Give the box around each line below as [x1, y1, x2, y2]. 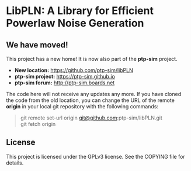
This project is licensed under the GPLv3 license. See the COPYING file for [6, 153, 185, 160]
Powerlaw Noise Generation [6, 16, 144, 30]
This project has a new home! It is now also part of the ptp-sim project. [6, 56, 178, 62]
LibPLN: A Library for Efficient [6, 4, 154, 18]
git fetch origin [20, 121, 56, 127]
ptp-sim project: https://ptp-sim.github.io [14, 73, 116, 80]
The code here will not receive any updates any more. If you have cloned [6, 91, 182, 97]
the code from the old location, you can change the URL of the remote [6, 97, 175, 104]
